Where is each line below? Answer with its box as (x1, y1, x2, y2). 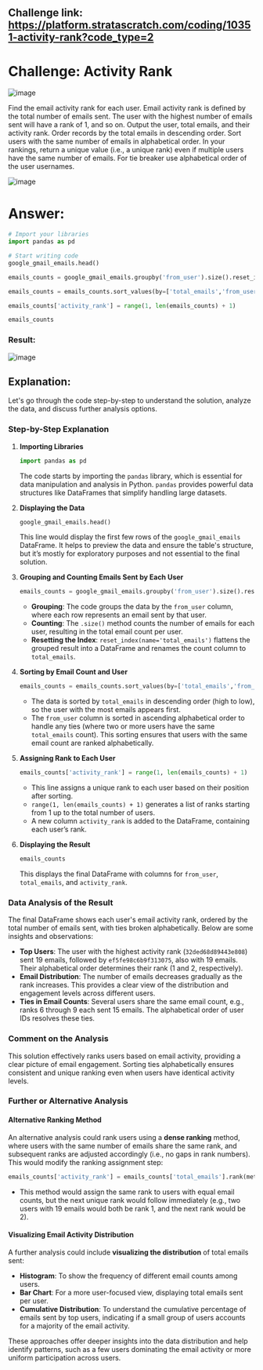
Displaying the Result (19, 840, 91, 849)
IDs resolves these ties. (19, 1014, 95, 1023)
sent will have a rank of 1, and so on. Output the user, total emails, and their (8, 120, 250, 130)
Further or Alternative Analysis (8, 1095, 128, 1106)
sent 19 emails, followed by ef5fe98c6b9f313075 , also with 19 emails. (19, 955, 239, 965)
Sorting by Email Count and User (19, 667, 128, 677)
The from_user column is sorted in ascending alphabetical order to (31, 714, 245, 723)
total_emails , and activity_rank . (19, 877, 128, 886)
